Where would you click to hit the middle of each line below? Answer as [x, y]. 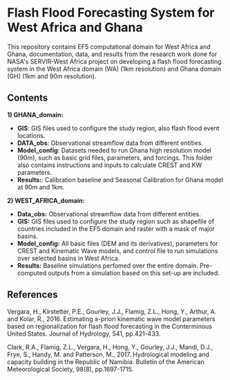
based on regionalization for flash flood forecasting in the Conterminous [110, 326]
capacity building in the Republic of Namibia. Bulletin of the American [106, 361]
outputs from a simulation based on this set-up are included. [134, 273]
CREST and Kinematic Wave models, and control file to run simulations [117, 250]
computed [32, 273]
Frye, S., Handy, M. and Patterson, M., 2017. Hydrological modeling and [108, 354]
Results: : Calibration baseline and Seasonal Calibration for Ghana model [120, 180]
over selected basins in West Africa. [68, 258]
